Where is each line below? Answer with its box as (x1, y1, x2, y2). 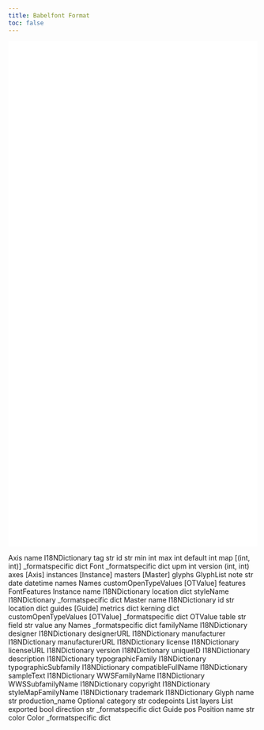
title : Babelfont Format (8, 11, 90, 20)
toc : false (8, 19, 44, 27)
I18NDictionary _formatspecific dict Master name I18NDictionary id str (8, 595, 235, 605)
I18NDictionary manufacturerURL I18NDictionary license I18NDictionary (8, 637, 239, 647)
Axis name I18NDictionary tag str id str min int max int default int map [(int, (8, 553, 251, 563)
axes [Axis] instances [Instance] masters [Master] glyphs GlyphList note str (8, 570, 254, 580)
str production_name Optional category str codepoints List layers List (8, 696, 233, 705)
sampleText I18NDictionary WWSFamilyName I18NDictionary (8, 671, 206, 681)
